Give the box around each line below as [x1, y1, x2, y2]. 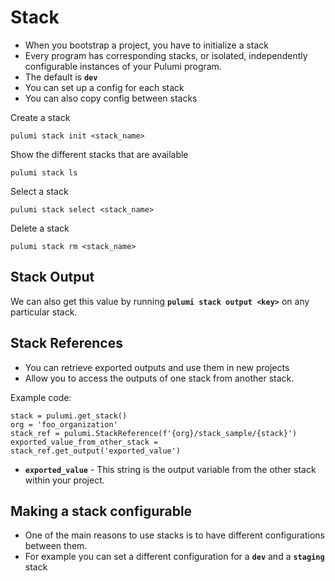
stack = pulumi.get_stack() [10, 411, 128, 421]
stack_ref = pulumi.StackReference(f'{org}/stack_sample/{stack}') [10, 428, 298, 438]
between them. [24, 540, 88, 552]
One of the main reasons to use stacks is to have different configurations [24, 529, 326, 541]
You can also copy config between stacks [24, 92, 198, 104]
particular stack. [10, 306, 78, 318]
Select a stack [10, 185, 69, 197]
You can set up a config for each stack [24, 81, 185, 93]
